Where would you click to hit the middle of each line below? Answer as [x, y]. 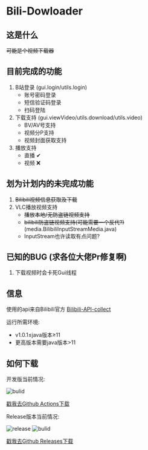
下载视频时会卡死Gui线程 [46, 273]
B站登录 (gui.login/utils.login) [51, 87]
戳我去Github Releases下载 [40, 441]
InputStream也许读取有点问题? [62, 236]
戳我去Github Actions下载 [38, 404]
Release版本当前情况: [33, 417]
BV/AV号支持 [40, 125]
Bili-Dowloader [45, 11]
